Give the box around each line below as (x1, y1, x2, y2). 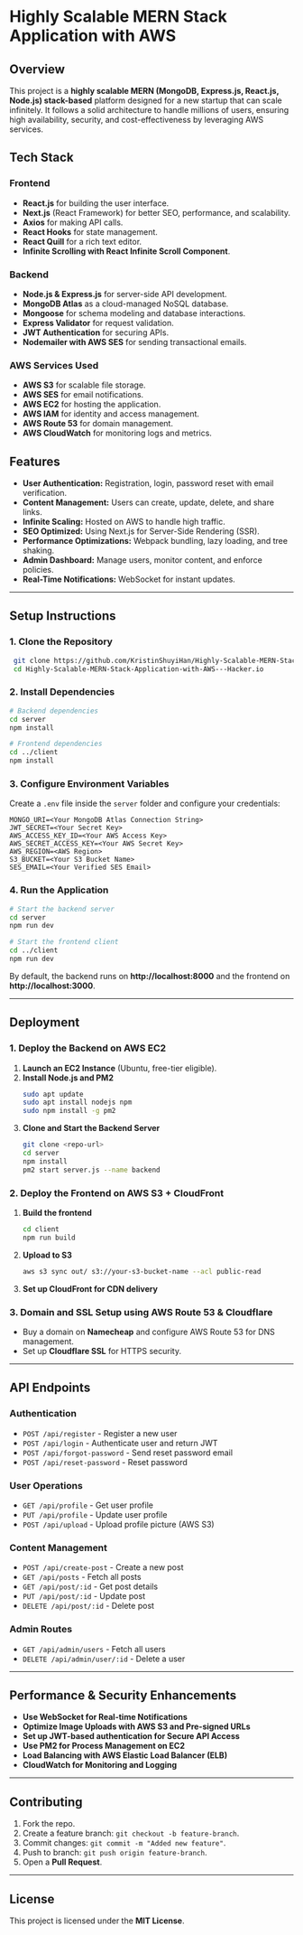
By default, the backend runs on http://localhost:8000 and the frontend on (9, 970, 290, 981)
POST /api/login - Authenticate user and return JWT (22, 1437, 218, 1448)
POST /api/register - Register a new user (22, 1427, 178, 1438)
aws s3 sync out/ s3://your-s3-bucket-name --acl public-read (22, 1267, 262, 1276)
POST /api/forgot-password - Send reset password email (22, 1447, 233, 1458)
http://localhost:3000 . (9, 980, 96, 991)
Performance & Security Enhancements (9, 1687, 237, 1703)
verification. (22, 488, 68, 499)
